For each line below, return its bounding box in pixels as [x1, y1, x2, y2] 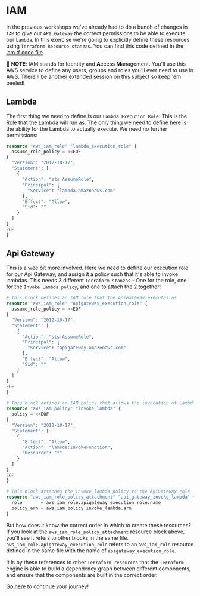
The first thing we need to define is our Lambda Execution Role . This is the [6, 112, 187, 119]
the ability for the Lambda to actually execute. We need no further [6, 125, 168, 132]
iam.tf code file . [6, 48, 45, 56]
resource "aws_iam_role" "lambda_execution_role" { [6, 143, 137, 149]
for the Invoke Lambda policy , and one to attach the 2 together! [6, 283, 161, 290]
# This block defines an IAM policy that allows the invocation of [6, 400, 177, 406]
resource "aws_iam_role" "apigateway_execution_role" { [6, 300, 148, 306]
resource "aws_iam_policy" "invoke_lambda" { [6, 405, 121, 412]
